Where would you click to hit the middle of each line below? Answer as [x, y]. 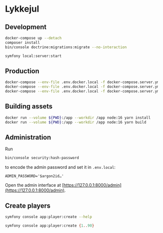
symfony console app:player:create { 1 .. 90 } [50, 225]
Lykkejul [22, 9]
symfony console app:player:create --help [49, 217]
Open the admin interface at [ [34, 185]
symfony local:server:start [33, 56]
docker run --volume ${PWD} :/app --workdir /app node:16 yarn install [78, 118]
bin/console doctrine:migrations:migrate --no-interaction [66, 47]
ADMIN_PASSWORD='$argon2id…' [34, 176]
